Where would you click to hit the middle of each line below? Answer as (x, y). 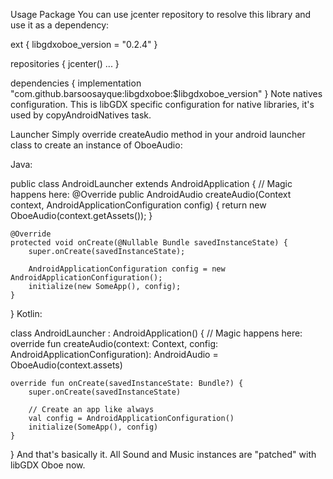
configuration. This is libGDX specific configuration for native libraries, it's (162, 104)
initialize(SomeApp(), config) (93, 427)
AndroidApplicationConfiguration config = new (127, 269)
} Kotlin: (26, 313)
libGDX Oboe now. (48, 465)
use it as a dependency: (60, 25)
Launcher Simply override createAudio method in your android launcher (158, 134)
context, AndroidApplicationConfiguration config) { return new (138, 205)
